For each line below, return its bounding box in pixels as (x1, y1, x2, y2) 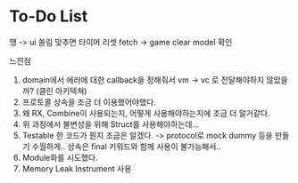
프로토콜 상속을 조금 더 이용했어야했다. (21, 96, 156, 107)
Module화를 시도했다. (21, 152, 98, 163)
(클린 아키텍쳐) (35, 85, 87, 96)
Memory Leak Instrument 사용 (21, 163, 132, 174)
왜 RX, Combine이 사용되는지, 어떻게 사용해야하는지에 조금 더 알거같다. (21, 107, 270, 118)
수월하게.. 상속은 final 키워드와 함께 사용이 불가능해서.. (31, 140, 221, 152)
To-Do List (9, 6, 88, 27)
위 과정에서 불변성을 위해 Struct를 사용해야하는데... (21, 118, 199, 130)
